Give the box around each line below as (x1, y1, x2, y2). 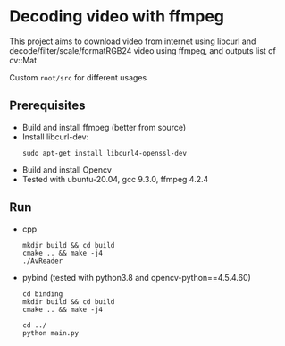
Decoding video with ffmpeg (9, 6, 225, 27)
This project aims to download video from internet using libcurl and (9, 36, 256, 46)
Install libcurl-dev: (21, 131, 89, 142)
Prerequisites (9, 98, 86, 114)
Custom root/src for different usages (9, 72, 147, 82)
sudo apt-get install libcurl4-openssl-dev (21, 148, 188, 157)
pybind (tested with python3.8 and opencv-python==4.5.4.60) (21, 272, 252, 283)
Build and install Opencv (21, 164, 112, 175)
